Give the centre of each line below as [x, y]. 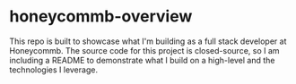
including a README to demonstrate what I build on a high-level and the [142, 60]
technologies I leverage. [54, 70]
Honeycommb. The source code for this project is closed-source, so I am [144, 50]
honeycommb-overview [101, 17]
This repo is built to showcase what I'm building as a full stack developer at [148, 41]
